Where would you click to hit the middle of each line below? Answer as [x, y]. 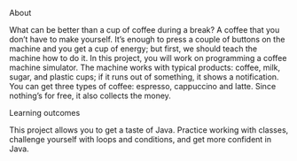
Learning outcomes [45, 113]
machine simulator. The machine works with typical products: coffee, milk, [145, 67]
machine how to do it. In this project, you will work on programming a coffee [148, 58]
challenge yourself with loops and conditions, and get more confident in [141, 139]
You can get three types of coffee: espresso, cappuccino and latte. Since [143, 86]
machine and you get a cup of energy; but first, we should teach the [133, 49]
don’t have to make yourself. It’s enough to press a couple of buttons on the [147, 39]
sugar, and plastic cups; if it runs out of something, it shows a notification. [144, 77]
